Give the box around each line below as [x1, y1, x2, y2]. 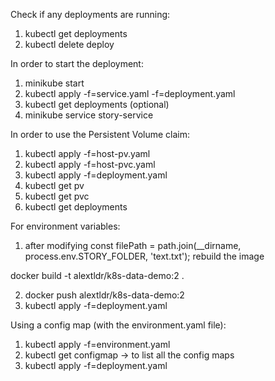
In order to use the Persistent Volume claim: [10, 129, 191, 140]
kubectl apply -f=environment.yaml [24, 339, 171, 350]
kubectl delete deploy [24, 39, 115, 50]
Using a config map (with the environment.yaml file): [10, 319, 227, 331]
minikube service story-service [24, 109, 154, 121]
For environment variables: [10, 220, 121, 232]
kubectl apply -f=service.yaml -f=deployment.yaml [24, 88, 236, 99]
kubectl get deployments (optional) [24, 99, 170, 110]
